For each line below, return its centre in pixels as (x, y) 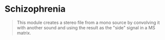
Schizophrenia (35, 9)
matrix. (24, 33)
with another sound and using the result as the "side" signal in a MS (86, 27)
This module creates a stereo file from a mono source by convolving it (88, 22)
